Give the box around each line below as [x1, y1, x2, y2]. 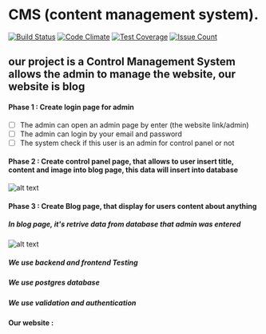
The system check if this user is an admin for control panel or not [19, 138, 235, 147]
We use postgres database [8, 277, 100, 288]
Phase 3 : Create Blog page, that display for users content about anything [8, 201, 257, 210]
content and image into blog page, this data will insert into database [8, 165, 238, 175]
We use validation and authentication [8, 297, 137, 308]
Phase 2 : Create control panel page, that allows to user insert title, [8, 157, 234, 167]
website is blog [8, 80, 85, 93]
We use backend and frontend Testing [8, 257, 138, 268]
